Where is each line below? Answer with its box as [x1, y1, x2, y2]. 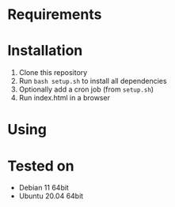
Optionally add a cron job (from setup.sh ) [18, 85, 154, 94]
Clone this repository [18, 68, 88, 77]
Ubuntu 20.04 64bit [18, 191, 84, 201]
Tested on [7, 156, 74, 175]
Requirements [7, 6, 102, 24]
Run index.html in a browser [18, 93, 110, 103]
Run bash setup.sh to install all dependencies [18, 77, 167, 86]
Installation [7, 42, 83, 60]
